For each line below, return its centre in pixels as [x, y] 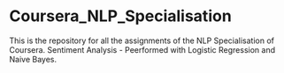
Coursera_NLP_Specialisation [120, 16]
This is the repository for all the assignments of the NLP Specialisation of [142, 40]
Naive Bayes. [33, 59]
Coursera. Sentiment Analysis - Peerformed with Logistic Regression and [142, 49]
